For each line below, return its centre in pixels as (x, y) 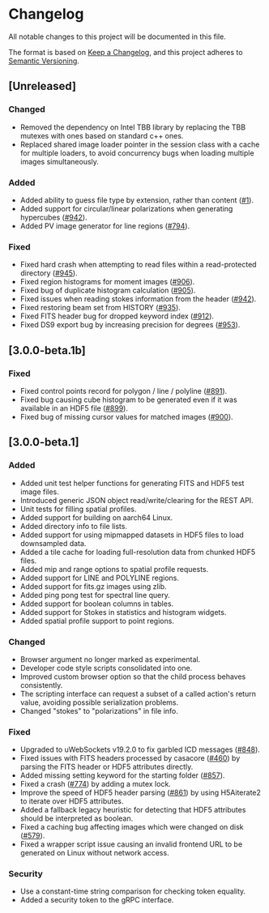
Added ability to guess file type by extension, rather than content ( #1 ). (137, 200)
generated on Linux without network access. (94, 853)
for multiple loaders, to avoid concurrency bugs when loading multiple (137, 153)
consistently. (41, 685)
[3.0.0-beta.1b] (47, 350)
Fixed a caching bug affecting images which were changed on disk (132, 827)
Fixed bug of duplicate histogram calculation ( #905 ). (108, 290)
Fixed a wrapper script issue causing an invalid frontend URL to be (131, 844)
